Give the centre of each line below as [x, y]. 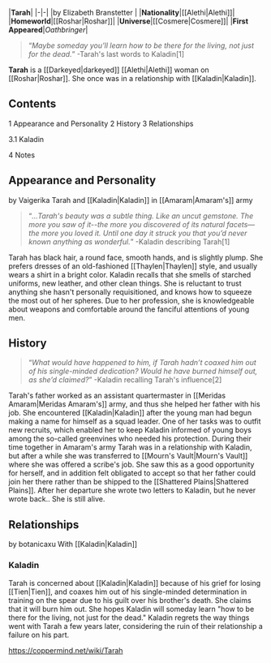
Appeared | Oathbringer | [48, 30]
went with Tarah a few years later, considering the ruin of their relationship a [135, 626]
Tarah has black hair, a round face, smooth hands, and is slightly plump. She [136, 257]
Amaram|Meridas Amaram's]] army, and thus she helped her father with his [135, 404]
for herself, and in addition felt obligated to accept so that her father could [132, 473]
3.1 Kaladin [26, 139]
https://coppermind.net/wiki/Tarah [66, 650]
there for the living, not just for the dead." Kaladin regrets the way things [129, 618]
